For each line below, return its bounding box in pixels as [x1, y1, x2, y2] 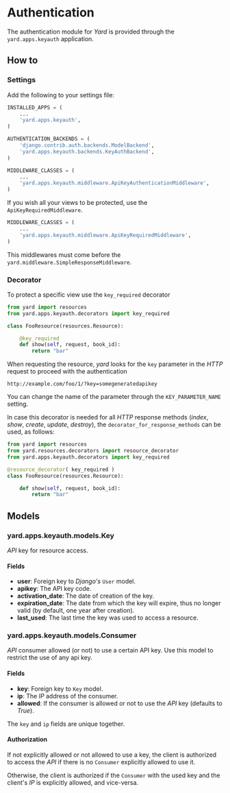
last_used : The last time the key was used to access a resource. [16, 613, 199, 622]
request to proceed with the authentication [7, 367, 128, 376]
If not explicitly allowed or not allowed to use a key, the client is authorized [7, 751, 217, 759]
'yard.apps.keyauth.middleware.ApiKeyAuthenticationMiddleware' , [19, 180, 210, 186]
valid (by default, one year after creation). [16, 607, 135, 615]
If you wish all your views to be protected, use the [7, 199, 148, 207]
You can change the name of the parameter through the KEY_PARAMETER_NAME [7, 393, 221, 401]
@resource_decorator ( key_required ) [7, 466, 115, 473]
